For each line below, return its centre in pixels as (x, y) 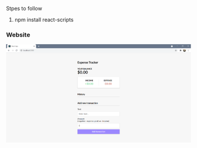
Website (18, 34)
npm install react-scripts (44, 20)
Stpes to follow (24, 8)
